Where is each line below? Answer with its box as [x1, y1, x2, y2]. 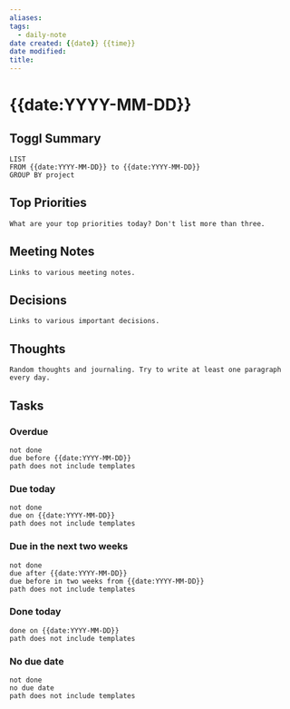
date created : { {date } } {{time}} [9, 38, 136, 48]
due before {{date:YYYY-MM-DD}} [9, 453, 131, 463]
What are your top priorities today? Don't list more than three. [9, 219, 266, 228]
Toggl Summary [9, 131, 101, 146]
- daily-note [17, 30, 67, 39]
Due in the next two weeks [9, 540, 129, 553]
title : [9, 55, 34, 64]
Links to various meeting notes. [9, 268, 136, 277]
